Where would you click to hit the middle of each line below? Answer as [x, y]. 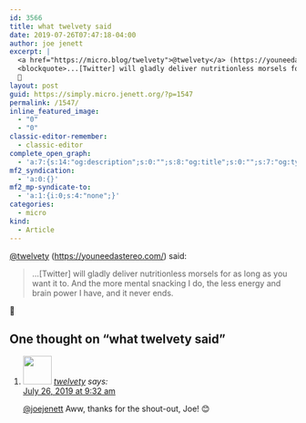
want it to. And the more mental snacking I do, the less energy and [156, 283]
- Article [36, 230]
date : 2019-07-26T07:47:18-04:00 [73, 35]
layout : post [34, 86]
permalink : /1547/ [44, 103]
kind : [20, 221]
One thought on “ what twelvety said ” [117, 339]
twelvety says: [81, 382]
